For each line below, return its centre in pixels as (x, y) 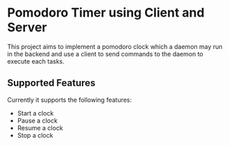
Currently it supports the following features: (69, 100)
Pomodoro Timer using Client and (106, 13)
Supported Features (51, 83)
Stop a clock (35, 135)
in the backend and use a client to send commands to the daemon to (105, 54)
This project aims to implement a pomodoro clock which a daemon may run (115, 46)
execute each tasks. (36, 61)
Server (27, 27)
